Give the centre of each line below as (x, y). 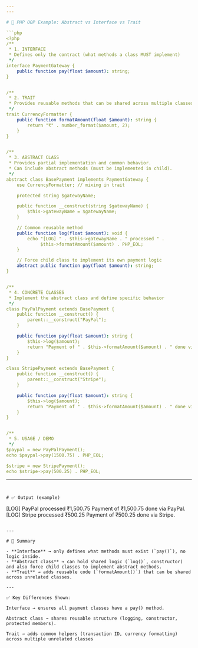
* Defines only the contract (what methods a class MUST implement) (95, 55)
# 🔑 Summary (21, 541)
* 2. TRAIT (22, 98)
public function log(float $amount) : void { (72, 233)
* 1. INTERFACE (27, 49)
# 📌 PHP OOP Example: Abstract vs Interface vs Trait (74, 22)
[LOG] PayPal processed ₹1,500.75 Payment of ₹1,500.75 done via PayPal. (96, 509)
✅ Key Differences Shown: (38, 598)
